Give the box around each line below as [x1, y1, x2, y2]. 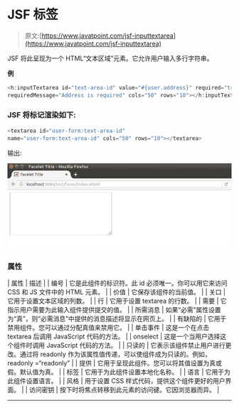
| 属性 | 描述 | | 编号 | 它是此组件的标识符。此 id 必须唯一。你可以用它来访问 [7, 279, 228, 288]
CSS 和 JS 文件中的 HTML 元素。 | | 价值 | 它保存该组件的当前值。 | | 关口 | [7, 288, 226, 296]
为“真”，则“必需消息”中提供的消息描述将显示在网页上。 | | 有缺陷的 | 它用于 [7, 314, 227, 323]
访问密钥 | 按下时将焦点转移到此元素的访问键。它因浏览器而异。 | [29, 385, 220, 394]
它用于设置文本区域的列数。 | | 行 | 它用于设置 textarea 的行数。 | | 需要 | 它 [7, 296, 228, 306]
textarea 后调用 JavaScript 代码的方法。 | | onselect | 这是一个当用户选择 [7, 332, 221, 341]
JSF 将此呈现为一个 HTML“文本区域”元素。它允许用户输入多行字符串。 [7, 54, 213, 63]
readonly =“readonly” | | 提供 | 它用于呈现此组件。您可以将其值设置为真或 [7, 359, 222, 367]
